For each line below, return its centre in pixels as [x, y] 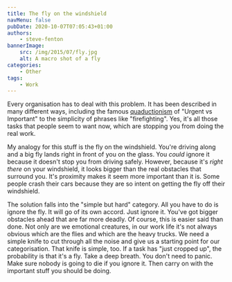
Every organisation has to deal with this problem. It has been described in [112, 104]
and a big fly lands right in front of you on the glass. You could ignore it [108, 155]
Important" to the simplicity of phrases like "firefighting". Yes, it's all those [113, 119]
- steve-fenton [42, 39]
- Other [30, 71]
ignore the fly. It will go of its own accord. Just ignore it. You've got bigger [113, 212]
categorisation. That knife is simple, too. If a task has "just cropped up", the [115, 249]
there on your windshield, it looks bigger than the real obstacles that [104, 169]
